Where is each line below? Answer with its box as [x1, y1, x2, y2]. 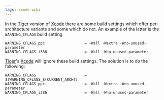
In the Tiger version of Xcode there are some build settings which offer [5, 21, 149, 27]
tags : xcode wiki [5, 7, 41, 12]
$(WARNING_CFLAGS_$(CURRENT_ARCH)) [5, 77, 78, 82]
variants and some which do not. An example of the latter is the [31, 26, 159, 32]
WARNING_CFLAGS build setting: [5, 31, 64, 37]
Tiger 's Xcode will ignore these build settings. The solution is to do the [5, 58, 148, 64]
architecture [5, 26, 30, 32]
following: [5, 63, 25, 69]
